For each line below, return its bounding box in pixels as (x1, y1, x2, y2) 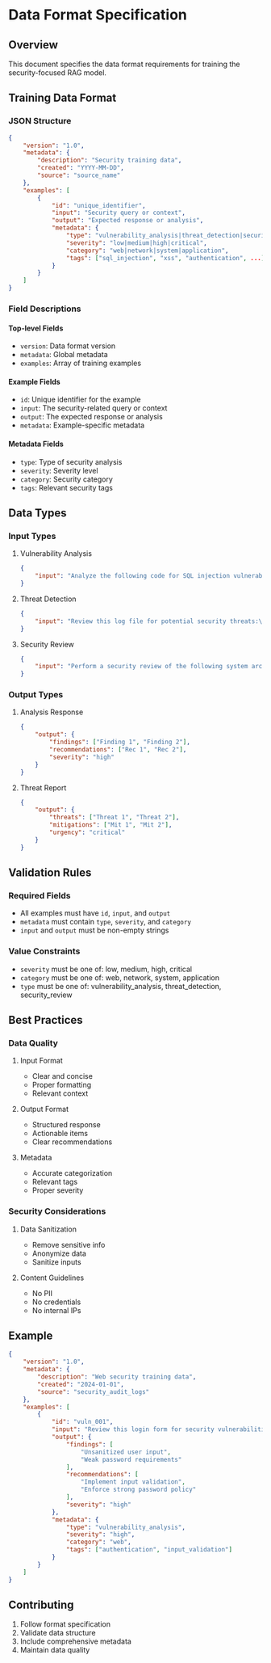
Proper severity (31, 1185, 84, 1195)
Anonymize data (31, 1248, 87, 1258)
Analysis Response (19, 707, 84, 717)
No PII (31, 1288, 52, 1298)
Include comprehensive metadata (19, 1636, 131, 1646)
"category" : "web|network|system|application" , (65, 246, 229, 255)
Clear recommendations (31, 1137, 113, 1147)
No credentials (31, 1297, 81, 1307)
